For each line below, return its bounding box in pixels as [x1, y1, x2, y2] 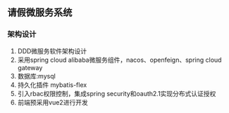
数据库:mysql [17, 72, 56, 80]
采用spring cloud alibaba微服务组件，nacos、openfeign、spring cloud [17, 55, 222, 64]
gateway [17, 63, 43, 72]
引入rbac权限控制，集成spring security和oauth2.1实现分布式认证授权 [17, 89, 216, 98]
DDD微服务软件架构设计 [17, 46, 87, 55]
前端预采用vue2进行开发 [17, 98, 88, 107]
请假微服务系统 [7, 6, 73, 19]
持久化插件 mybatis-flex [17, 80, 87, 89]
